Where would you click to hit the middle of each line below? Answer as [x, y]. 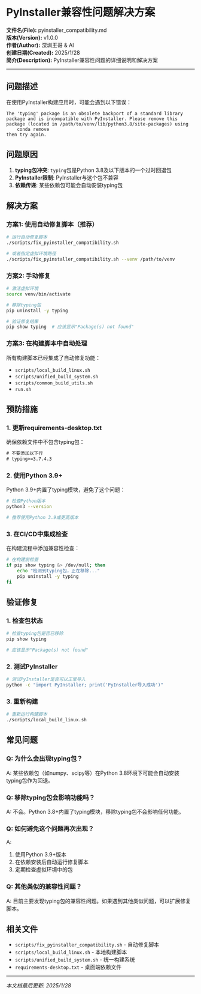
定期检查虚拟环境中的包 [44, 870]
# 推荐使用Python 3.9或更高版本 [42, 518]
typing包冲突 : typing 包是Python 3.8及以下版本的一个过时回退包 [93, 170]
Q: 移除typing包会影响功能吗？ [51, 798]
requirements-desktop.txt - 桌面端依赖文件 [68, 967]
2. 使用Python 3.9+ [34, 475]
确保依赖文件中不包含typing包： [45, 442]
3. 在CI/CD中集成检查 [37, 534]
